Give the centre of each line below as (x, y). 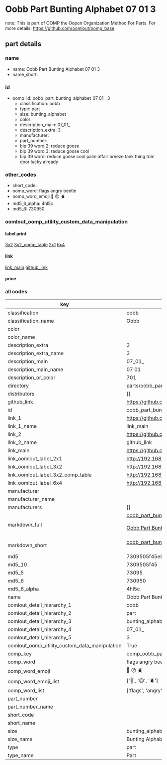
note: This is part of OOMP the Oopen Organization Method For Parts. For (80, 23)
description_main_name (36, 370)
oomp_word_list (26, 691)
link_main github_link (27, 267)
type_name (21, 756)
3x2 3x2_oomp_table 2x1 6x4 (35, 245)
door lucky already (39, 162)
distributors (21, 394)
